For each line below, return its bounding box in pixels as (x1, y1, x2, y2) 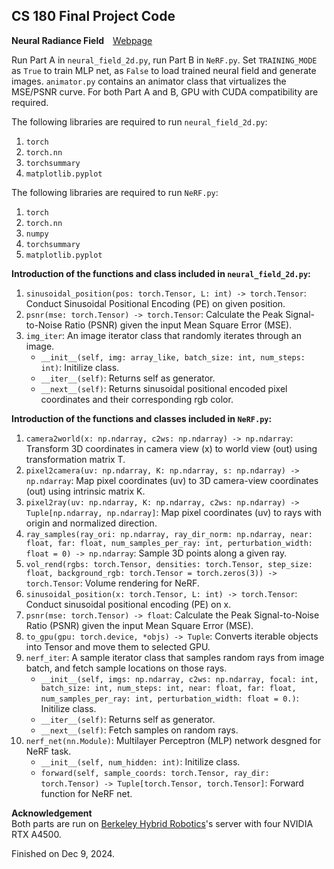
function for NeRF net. (40, 787, 133, 799)
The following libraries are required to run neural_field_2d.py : (11, 115, 268, 128)
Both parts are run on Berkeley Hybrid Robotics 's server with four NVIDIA (11, 817, 314, 829)
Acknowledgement (11, 807, 93, 819)
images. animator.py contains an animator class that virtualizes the (11, 75, 287, 87)
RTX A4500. (11, 828, 62, 840)
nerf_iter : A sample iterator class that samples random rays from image (25, 651, 325, 663)
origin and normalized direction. (25, 517, 158, 529)
